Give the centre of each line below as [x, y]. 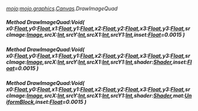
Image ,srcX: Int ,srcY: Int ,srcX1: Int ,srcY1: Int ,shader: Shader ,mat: [106, 96]
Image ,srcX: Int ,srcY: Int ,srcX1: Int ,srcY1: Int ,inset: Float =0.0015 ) [106, 34]
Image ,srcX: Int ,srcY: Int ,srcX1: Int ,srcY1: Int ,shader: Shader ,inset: [107, 62]
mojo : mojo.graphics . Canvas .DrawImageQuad [62, 9]
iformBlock [20, 102]
